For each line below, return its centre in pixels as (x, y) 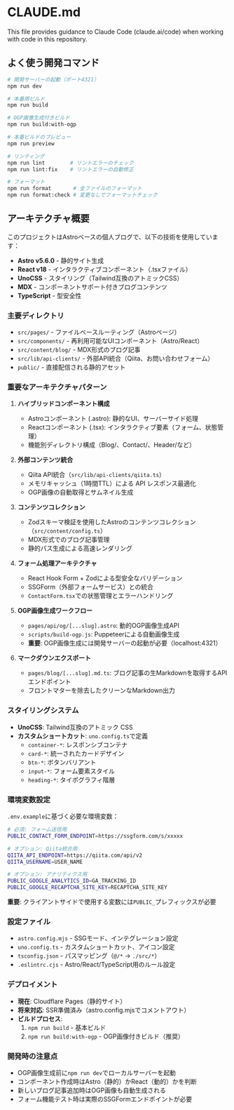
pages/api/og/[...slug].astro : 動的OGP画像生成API (104, 626)
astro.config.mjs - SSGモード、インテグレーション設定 (98, 938)
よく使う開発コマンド (53, 63)
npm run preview (31, 143)
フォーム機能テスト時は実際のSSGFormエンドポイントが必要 (105, 1099)
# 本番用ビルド (26, 99)
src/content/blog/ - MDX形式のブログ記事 (79, 350)
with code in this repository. (47, 39)
